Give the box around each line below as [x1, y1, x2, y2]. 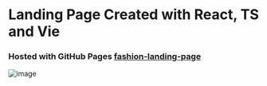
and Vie [8, 22, 61, 41]
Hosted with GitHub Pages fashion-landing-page [8, 51, 202, 62]
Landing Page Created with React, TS [8, 6, 259, 24]
